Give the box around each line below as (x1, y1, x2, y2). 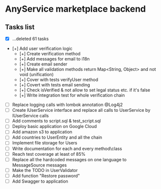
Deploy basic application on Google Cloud (12, 124, 97, 129)
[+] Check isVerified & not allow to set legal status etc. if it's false (19, 87, 150, 93)
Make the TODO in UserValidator (12, 167, 78, 173)
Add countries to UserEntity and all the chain (12, 134, 102, 140)
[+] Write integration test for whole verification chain (19, 92, 125, 98)
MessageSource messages (12, 162, 67, 168)
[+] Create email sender (19, 61, 67, 67)
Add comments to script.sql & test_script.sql (12, 118, 101, 124)
